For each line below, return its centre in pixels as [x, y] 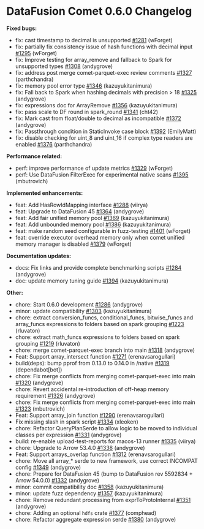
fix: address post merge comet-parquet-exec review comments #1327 [104, 72]
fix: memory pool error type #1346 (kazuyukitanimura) [84, 86]
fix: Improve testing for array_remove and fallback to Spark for [94, 59]
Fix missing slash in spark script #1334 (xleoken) [77, 422]
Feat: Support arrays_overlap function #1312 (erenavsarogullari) [95, 454]
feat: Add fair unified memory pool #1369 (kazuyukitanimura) [92, 218]
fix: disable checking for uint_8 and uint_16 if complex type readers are [104, 138]
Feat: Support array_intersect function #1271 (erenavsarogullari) [95, 356]
